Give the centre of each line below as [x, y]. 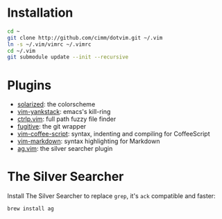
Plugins [29, 85]
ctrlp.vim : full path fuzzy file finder [67, 119]
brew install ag [31, 209]
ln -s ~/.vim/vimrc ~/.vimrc [49, 44]
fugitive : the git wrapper [52, 127]
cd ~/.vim [22, 51]
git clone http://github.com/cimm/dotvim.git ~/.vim [85, 38]
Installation [40, 13]
